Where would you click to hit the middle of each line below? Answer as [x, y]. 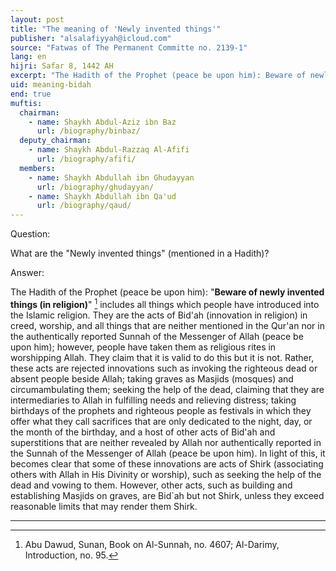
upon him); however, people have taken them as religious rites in [143, 347]
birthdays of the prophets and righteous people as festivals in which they [161, 410]
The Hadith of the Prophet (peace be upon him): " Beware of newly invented [167, 292]
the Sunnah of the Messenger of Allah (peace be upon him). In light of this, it [168, 453]
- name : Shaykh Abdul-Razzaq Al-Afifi [109, 150]
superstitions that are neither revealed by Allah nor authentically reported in [166, 442]
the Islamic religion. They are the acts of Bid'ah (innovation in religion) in [159, 315]
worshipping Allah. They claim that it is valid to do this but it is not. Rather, [162, 357]
